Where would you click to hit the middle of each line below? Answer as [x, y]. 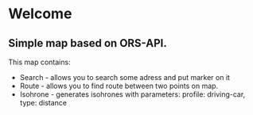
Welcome [40, 14]
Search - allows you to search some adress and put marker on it [125, 77]
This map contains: [39, 62]
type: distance [43, 103]
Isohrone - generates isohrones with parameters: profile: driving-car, [132, 94]
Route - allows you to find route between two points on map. [119, 86]
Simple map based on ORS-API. [88, 43]
